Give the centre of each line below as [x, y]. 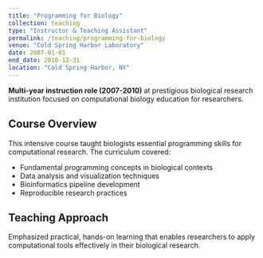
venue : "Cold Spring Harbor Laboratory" [77, 46]
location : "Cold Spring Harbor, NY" [69, 68]
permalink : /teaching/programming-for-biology [87, 38]
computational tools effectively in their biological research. [104, 245]
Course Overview [53, 124]
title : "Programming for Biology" [66, 16]
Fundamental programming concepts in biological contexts [116, 167]
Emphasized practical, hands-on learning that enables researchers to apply [132, 237]
